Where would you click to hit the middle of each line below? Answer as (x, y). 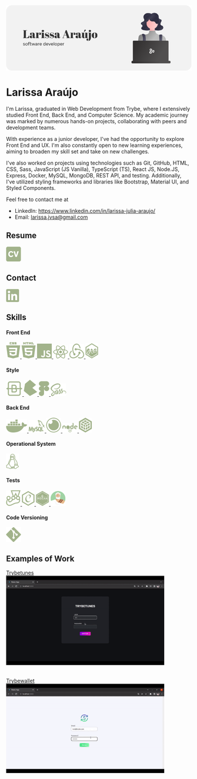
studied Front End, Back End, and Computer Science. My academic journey (97, 115)
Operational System (31, 444)
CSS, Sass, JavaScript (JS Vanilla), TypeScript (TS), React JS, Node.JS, (93, 169)
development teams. (31, 127)
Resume (21, 236)
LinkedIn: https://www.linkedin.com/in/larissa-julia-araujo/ (85, 211)
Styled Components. (31, 188)
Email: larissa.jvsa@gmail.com (51, 217)
